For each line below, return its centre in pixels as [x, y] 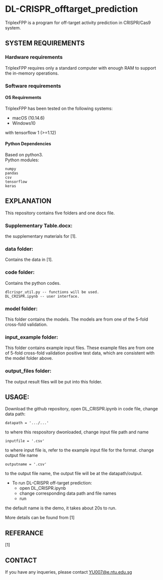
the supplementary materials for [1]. [41, 236]
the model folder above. [29, 358]
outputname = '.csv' [26, 464]
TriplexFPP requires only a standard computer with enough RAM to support [81, 68]
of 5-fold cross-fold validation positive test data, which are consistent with [80, 353]
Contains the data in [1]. [29, 260]
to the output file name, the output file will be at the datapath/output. [74, 474]
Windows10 [24, 123]
